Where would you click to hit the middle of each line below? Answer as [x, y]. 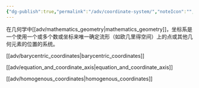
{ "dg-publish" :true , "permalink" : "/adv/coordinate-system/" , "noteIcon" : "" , [100, 12]
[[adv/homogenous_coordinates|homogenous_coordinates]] [79, 79]
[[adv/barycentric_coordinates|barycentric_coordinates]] [76, 56]
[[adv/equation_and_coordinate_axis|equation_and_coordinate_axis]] [90, 67]
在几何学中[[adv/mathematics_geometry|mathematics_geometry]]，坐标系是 [99, 29]
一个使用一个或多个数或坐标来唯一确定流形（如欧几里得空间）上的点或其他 [97, 37]
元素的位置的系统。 [34, 44]
